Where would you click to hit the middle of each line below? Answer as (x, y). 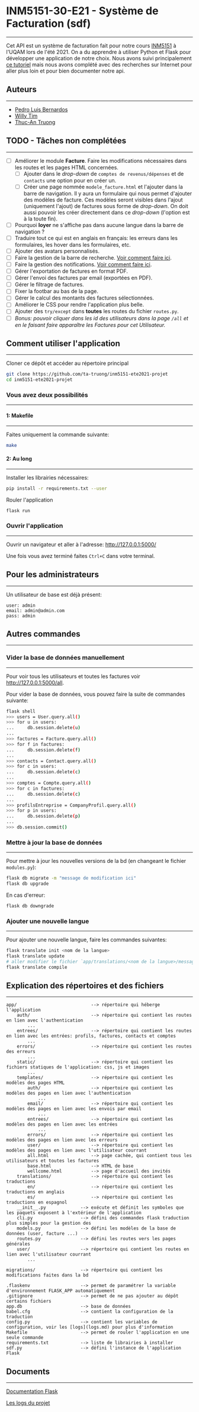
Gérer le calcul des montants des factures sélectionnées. (84, 298)
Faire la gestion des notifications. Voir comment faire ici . (83, 264)
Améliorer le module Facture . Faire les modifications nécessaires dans (101, 160)
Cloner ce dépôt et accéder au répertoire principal (68, 363)
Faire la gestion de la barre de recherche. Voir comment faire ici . (93, 257)
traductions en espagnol (37, 1203)
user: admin (21, 605)
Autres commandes (44, 634)
